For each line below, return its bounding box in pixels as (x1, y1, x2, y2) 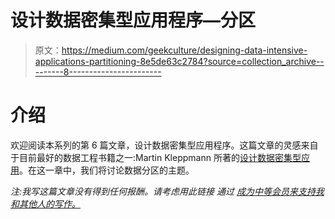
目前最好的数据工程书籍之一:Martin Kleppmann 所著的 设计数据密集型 (18, 151, 302, 163)
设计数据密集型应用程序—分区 (10, 9, 257, 32)
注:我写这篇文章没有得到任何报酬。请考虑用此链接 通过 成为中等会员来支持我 (10, 185, 325, 197)
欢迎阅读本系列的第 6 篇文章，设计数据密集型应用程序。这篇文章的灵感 (10, 139, 302, 151)
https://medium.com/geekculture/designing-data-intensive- (61, 44, 308, 56)
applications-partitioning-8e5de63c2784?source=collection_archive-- (34, 55, 325, 67)
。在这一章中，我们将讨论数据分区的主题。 (19, 164, 195, 176)
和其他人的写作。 (10, 197, 81, 210)
